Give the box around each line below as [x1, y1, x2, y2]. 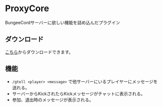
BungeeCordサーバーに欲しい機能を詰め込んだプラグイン [5, 19, 121, 25]
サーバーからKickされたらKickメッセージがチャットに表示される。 [12, 90, 145, 96]
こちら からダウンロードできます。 [5, 49, 73, 55]
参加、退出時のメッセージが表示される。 [12, 97, 94, 103]
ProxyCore [5, 3, 49, 14]
